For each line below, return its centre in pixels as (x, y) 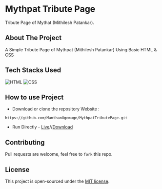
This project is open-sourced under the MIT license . (57, 181)
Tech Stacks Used (33, 70)
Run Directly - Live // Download (42, 127)
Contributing (25, 142)
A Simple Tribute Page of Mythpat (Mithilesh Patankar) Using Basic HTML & (81, 49)
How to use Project (34, 97)
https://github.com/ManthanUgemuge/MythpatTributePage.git (66, 118)
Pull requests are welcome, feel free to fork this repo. (59, 154)
